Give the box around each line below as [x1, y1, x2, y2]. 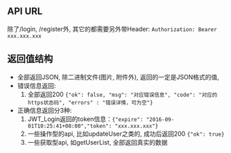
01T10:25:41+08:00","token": [27, 123, 112, 129]
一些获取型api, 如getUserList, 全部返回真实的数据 [27, 138, 168, 146]
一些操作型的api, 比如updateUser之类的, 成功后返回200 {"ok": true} [27, 129, 225, 138]
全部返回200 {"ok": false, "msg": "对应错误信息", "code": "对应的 [27, 90, 218, 98]
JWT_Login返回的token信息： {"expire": [27, 114, 144, 123]
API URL [7, 6, 43, 17]
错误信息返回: [17, 81, 56, 89]
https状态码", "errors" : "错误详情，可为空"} [27, 99, 153, 106]
